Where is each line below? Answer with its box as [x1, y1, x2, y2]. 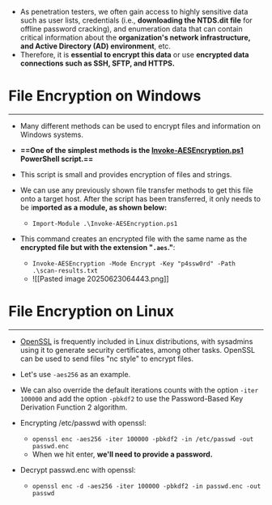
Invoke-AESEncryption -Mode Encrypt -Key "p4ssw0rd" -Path [32, 259, 236, 268]
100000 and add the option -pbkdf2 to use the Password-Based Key [19, 393, 244, 403]
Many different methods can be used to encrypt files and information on [19, 121, 261, 130]
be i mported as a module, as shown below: [19, 202, 168, 212]
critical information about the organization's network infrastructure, [19, 32, 251, 42]
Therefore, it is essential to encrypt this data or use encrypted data [19, 50, 249, 59]
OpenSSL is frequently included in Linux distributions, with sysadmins [19, 336, 253, 346]
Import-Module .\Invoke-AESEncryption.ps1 [32, 219, 178, 227]
